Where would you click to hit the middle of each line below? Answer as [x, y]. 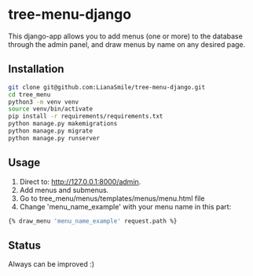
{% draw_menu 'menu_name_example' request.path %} [93, 221]
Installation [36, 69]
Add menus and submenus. [64, 190]
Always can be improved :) [51, 264]
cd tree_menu [29, 94]
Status [25, 245]
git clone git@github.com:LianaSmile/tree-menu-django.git [107, 87]
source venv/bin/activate [50, 109]
